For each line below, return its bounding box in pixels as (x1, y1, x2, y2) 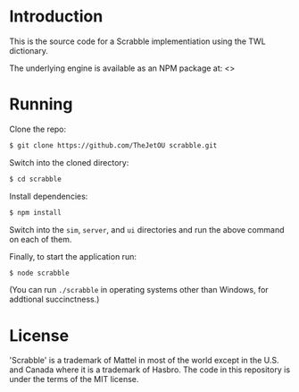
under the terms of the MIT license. (9, 374, 139, 385)
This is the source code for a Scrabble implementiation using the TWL (9, 36, 266, 47)
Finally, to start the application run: (9, 251, 137, 261)
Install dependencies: (9, 191, 88, 201)
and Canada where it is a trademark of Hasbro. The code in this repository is (9, 364, 291, 375)
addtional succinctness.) (9, 294, 100, 305)
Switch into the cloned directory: (9, 157, 129, 167)
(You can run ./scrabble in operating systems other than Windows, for (9, 285, 270, 295)
